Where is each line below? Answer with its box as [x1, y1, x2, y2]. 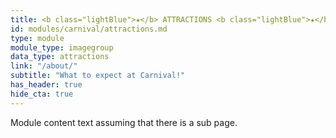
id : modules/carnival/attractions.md [10, 24, 168, 34]
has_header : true [10, 80, 83, 90]
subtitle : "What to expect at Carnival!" [10, 71, 186, 81]
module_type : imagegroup [10, 42, 114, 53]
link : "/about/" [10, 61, 78, 71]
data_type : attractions [10, 52, 110, 62]
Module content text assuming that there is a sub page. [10, 116, 238, 128]
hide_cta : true [10, 89, 74, 99]
